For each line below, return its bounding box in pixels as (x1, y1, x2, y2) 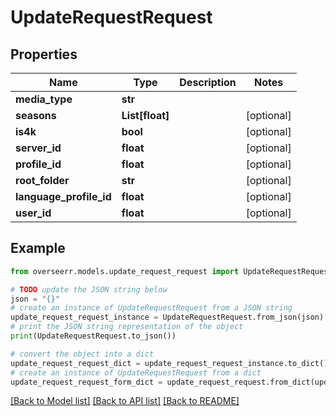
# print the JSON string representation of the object (10, 322, 244, 332)
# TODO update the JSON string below (10, 284, 168, 295)
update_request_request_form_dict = (10, 377, 163, 387)
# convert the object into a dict (10, 349, 155, 359)
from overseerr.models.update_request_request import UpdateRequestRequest (10, 266, 333, 276)
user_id (15, 206, 52, 220)
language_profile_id (15, 190, 112, 203)
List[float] (121, 109, 170, 122)
